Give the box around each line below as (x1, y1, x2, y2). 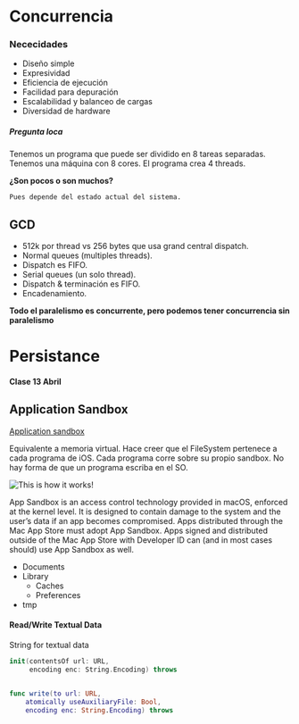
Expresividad (21, 68, 71, 79)
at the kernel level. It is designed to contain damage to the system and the (9, 506, 281, 517)
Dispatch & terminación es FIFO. (21, 279, 141, 289)
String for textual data (9, 640, 89, 651)
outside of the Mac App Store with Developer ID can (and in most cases (9, 534, 273, 545)
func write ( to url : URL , (9, 689, 102, 698)
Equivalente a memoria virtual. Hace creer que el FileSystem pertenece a (9, 443, 278, 454)
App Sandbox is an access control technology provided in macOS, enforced (9, 496, 288, 507)
